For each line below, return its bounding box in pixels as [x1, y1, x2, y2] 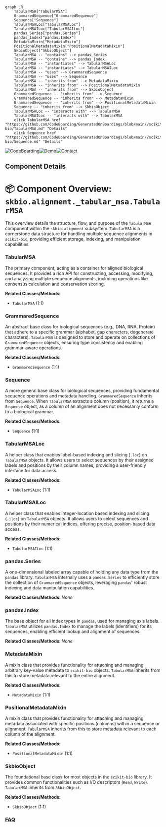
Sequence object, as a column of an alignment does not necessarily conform [5, 403, 159, 409]
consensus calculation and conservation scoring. [5, 281, 105, 287]
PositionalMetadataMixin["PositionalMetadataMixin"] [14, 44, 125, 49]
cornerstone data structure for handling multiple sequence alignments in [5, 231, 153, 237]
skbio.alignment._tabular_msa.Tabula [5, 197, 161, 206]
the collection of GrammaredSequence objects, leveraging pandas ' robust [5, 579, 147, 585]
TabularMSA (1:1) [12, 300, 44, 306]
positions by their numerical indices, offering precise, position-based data [5, 521, 156, 527]
